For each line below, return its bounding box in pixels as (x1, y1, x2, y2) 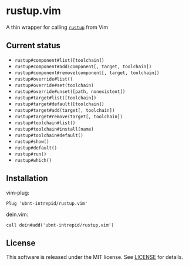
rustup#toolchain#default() (14, 132, 83, 138)
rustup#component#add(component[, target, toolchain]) (14, 64, 152, 69)
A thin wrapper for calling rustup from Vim (6, 24, 109, 31)
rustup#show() (14, 138, 49, 145)
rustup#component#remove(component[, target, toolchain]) (14, 69, 160, 76)
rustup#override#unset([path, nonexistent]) (14, 88, 126, 95)
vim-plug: (6, 189, 29, 196)
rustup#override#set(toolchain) (14, 82, 94, 88)
